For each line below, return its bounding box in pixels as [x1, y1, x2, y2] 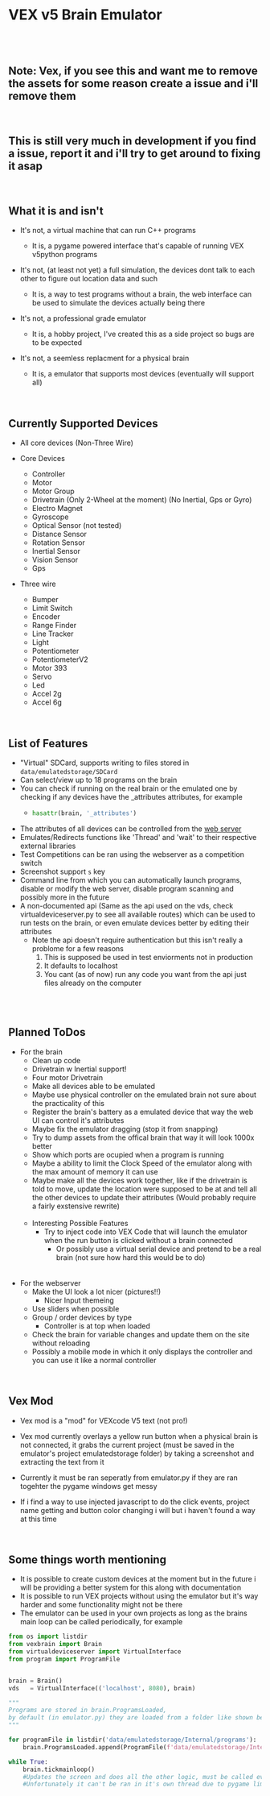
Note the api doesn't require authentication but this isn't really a [31, 935, 243, 945]
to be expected [31, 338, 83, 347]
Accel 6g [31, 697, 63, 707]
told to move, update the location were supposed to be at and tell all [31, 1183, 257, 1194]
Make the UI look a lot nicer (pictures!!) [31, 1287, 162, 1296]
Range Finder [31, 621, 77, 630]
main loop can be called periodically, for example [19, 1617, 183, 1627]
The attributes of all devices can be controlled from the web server [19, 824, 242, 834]
